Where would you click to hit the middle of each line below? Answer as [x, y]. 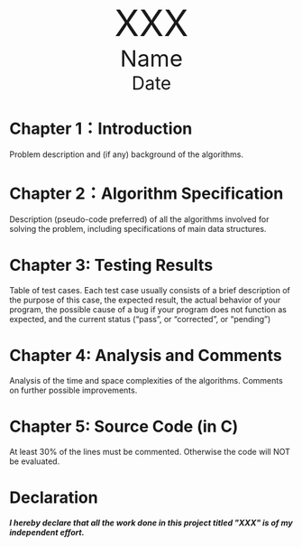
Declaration [54, 497]
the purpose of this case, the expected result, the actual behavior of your [145, 300]
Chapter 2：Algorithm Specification [146, 194]
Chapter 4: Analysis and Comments [146, 356]
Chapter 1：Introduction [101, 129]
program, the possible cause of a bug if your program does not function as [148, 309]
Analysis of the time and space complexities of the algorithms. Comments [146, 380]
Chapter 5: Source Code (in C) [124, 426]
